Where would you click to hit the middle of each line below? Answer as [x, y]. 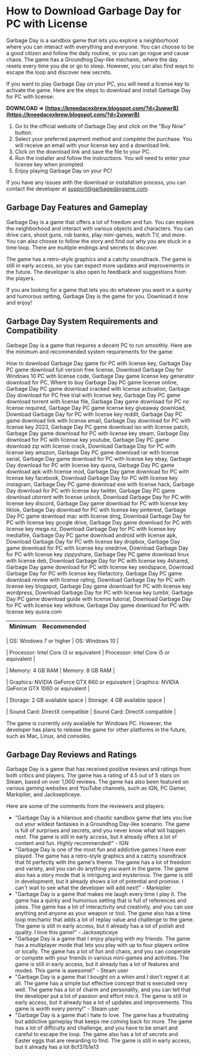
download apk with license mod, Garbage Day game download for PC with [98, 471]
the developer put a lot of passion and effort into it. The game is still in [101, 996]
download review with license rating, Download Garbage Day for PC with [96, 580]
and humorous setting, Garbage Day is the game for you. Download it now [97, 296]
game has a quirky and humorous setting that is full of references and [101, 901]
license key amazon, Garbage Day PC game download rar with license [93, 452]
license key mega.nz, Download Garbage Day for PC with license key [91, 529]
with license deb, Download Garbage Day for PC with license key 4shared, [98, 560]
